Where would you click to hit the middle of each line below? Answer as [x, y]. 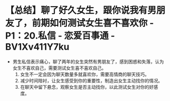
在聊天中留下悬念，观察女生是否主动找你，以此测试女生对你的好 [87, 87]
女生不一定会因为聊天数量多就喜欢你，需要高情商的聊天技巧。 [85, 74]
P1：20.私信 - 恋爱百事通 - [60, 36]
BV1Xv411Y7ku [37, 47]
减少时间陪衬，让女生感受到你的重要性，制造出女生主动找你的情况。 [91, 80]
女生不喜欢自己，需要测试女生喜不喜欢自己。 [59, 68]
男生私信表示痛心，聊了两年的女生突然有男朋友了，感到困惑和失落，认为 [88, 61]
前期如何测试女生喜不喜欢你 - [93, 23]
